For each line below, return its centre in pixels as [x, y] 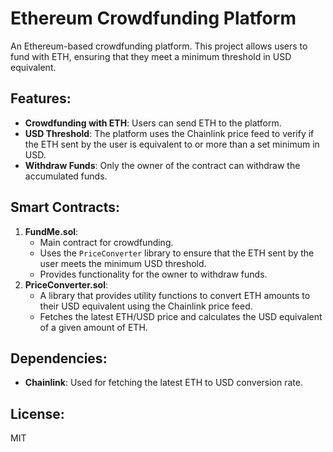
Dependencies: [59, 358]
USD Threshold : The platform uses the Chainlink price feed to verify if [169, 133]
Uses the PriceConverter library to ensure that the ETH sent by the [177, 253]
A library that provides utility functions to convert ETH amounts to [175, 295]
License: [37, 413]
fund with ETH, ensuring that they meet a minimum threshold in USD [151, 56]
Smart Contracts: [65, 207]
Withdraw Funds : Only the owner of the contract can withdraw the [162, 165]
